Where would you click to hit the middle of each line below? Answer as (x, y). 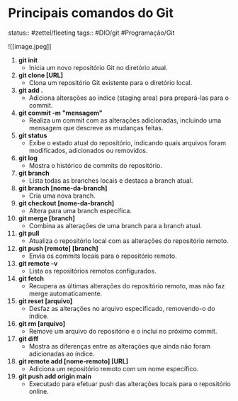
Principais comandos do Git (91, 13)
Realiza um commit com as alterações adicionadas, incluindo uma (125, 120)
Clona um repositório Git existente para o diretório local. (110, 82)
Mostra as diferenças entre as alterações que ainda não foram (120, 346)
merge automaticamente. (66, 293)
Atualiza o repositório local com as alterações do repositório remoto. (129, 241)
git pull (29, 233)
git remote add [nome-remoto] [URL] (73, 361)
